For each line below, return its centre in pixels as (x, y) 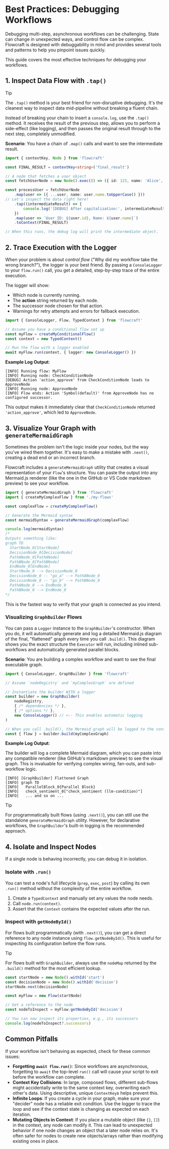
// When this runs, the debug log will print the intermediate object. (82, 232)
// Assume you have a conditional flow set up (55, 329)
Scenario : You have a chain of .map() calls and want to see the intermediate (84, 143)
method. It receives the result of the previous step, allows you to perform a (82, 123)
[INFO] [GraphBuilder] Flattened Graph (47, 778)
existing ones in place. (36, 1141)
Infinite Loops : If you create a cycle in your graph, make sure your (81, 1098)
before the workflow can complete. (49, 1077)
